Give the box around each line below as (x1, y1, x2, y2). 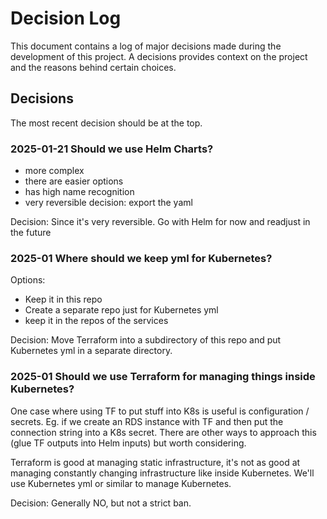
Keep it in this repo (24, 293, 103, 306)
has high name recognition (24, 186, 135, 198)
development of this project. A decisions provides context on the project (10, 50, 308, 62)
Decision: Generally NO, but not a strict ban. (10, 497, 192, 509)
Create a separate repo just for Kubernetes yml (24, 304, 219, 316)
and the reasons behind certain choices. (10, 61, 177, 73)
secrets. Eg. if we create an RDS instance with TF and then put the (10, 415, 284, 427)
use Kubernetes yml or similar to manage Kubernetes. (10, 477, 232, 489)
